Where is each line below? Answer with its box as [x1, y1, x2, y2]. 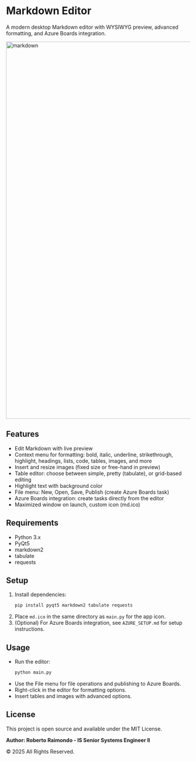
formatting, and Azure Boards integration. [6, 29, 106, 36]
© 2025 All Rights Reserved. [6, 747, 75, 755]
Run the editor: [14, 658, 51, 665]
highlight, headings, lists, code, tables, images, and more [14, 457, 152, 464]
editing [14, 476, 32, 483]
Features [6, 429, 39, 439]
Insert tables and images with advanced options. [14, 692, 132, 699]
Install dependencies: [14, 591, 67, 598]
